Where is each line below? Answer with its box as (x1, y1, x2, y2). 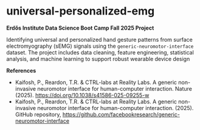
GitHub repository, (15, 111, 61, 118)
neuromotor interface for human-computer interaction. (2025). (37, 104, 194, 111)
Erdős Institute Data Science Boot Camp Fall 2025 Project (6, 24, 154, 31)
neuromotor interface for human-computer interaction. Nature (37, 85, 193, 92)
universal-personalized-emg (6, 4, 155, 18)
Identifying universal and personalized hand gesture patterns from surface (6, 36, 193, 43)
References (6, 67, 36, 74)
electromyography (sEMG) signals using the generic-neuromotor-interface (6, 42, 194, 50)
